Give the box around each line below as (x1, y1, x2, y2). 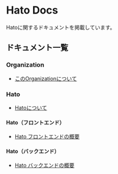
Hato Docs (6, 4, 58, 17)
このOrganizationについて (14, 75, 77, 82)
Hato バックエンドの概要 (14, 162, 75, 169)
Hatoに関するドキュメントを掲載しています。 (6, 24, 116, 31)
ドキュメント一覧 (6, 42, 68, 53)
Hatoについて (14, 104, 47, 111)
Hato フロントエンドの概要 (14, 133, 80, 140)
